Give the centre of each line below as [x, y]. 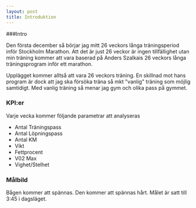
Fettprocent [28, 152]
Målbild [17, 180]
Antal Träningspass [38, 127]
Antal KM [26, 139]
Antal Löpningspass [38, 133]
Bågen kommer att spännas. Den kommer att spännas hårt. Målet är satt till [97, 193]
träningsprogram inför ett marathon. [49, 64]
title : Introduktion [31, 17]
